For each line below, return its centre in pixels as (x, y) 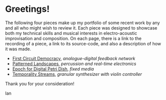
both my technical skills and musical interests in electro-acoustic (71, 33)
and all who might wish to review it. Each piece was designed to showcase (81, 28)
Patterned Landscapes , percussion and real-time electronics (74, 64)
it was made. (18, 49)
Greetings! (28, 9)
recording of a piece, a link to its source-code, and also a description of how (83, 43)
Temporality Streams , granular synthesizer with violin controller (77, 74)
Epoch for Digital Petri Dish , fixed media (53, 69)
